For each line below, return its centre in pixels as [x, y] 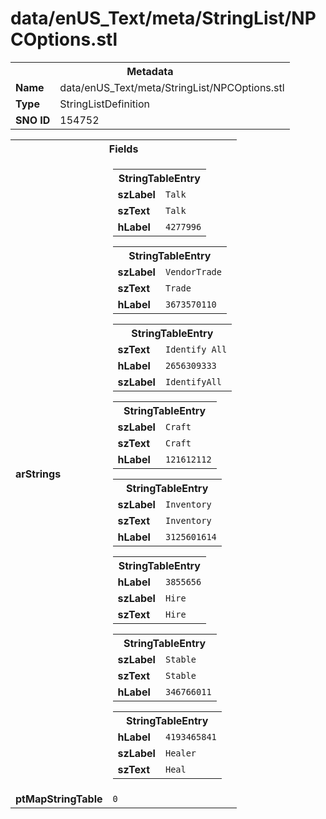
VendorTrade [193, 271]
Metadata [150, 71]
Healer [180, 753]
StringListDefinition [104, 104]
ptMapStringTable [59, 799]
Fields [123, 149]
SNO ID [33, 120]
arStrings [38, 474]
